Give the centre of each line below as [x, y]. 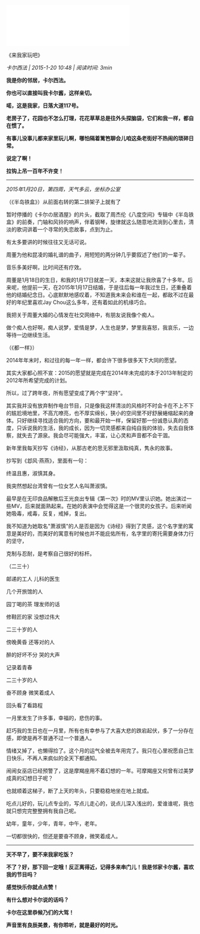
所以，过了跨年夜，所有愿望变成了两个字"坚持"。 [66, 393]
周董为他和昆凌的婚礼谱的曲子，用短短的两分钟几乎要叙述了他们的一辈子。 [97, 255]
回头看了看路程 [24, 705]
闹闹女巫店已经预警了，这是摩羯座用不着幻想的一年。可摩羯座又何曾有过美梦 [100, 771]
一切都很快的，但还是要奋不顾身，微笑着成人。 [63, 836]
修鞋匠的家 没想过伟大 [33, 617]
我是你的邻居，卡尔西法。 [37, 80]
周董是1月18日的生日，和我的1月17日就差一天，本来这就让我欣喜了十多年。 [97, 280]
